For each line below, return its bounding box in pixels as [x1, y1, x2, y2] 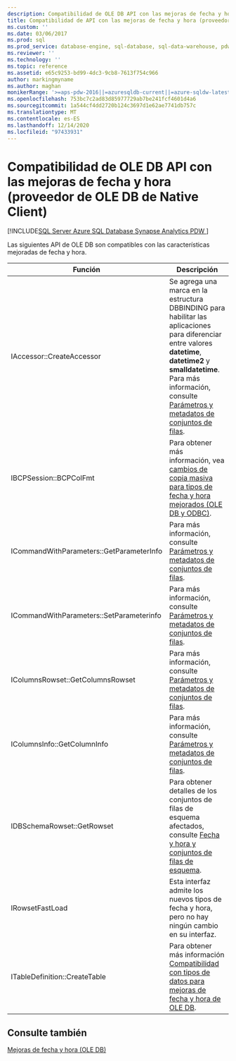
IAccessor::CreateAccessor [11, 352, 101, 362]
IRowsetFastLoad [11, 903, 68, 913]
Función [72, 265, 100, 275]
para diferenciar [169, 329, 222, 339]
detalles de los [169, 786, 218, 796]
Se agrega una [169, 276, 218, 286]
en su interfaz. [169, 930, 216, 940]
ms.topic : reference [7, 63, 68, 70]
